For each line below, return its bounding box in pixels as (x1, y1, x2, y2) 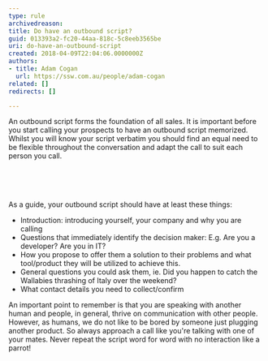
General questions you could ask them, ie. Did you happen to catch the (19, 267, 258, 277)
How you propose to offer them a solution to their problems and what (19, 250, 252, 260)
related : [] (8, 80, 49, 88)
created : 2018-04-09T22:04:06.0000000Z (8, 49, 144, 58)
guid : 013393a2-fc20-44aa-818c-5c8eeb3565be (8, 34, 162, 43)
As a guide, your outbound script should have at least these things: (8, 200, 233, 209)
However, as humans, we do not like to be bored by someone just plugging (8, 317, 258, 327)
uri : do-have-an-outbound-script (8, 42, 122, 50)
